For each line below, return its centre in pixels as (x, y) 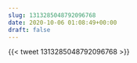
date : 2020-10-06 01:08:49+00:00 (63, 23)
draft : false (29, 30)
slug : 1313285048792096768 (52, 15)
